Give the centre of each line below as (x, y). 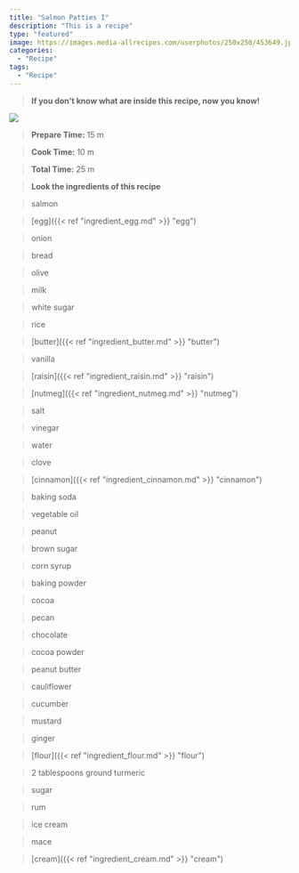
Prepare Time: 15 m (67, 134)
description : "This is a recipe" (71, 26)
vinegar (45, 427)
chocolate (49, 635)
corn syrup (51, 565)
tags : (19, 68)
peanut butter (56, 669)
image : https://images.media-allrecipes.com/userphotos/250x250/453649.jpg (153, 42)
